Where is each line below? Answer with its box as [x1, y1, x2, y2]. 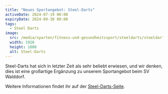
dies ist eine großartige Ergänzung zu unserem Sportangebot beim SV [5, 68, 150, 74]
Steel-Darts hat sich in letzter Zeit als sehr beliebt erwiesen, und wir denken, [5, 63, 163, 69]
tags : [5, 21, 16, 26]
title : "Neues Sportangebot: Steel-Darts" [5, 7, 95, 12]
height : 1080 [9, 44, 37, 49]
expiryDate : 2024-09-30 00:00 [5, 16, 68, 21]
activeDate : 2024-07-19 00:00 [5, 12, 68, 17]
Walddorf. [5, 73, 25, 79]
